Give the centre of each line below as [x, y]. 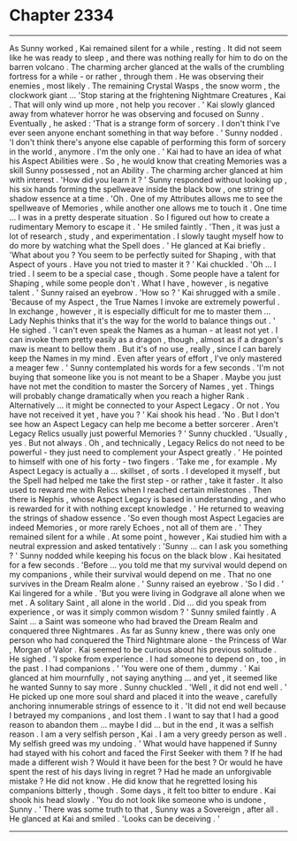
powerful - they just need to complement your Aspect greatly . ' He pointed [146, 452]
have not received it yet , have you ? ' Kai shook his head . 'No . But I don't [145, 414]
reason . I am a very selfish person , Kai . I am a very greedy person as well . [148, 734]
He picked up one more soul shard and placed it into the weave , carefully [143, 696]
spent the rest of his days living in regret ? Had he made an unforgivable [141, 771]
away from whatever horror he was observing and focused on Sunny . [137, 114]
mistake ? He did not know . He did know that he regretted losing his [133, 781]
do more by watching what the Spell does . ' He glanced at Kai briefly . [137, 245]
